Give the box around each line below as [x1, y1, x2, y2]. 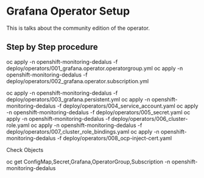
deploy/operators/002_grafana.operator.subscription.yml [6, 77, 149, 84]
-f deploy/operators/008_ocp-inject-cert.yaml [57, 134, 172, 142]
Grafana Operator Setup [6, 4, 130, 18]
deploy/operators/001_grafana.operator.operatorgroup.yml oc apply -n [6, 64, 183, 72]
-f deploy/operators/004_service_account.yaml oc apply [57, 102, 199, 109]
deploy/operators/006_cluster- [111, 115, 188, 122]
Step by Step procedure [6, 42, 99, 52]
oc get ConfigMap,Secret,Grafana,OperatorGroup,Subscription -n [6, 158, 171, 165]
